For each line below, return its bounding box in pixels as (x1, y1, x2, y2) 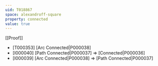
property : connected (5, 16, 48, 21)
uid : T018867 (5, 7, 32, 12)
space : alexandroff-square (5, 12, 61, 17)
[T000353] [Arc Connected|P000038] (12, 44, 91, 50)
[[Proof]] (5, 35, 23, 41)
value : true (5, 21, 30, 26)
